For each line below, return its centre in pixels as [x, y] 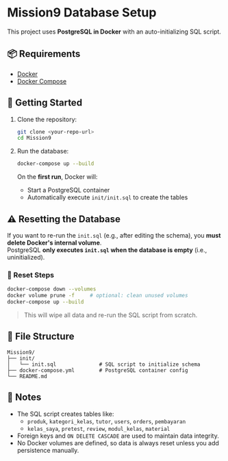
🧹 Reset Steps [31, 275]
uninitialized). [26, 257]
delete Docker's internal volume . [54, 242]
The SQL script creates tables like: [65, 414]
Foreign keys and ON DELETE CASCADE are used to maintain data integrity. [118, 436]
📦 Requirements [44, 54]
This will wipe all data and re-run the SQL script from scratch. [111, 315]
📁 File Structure [41, 337]
